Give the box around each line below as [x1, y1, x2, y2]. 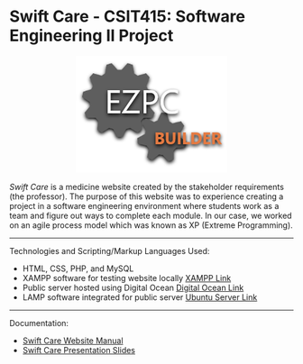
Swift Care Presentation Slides [22, 344, 136, 355]
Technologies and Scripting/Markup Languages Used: [9, 245, 210, 256]
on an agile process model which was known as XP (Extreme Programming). [9, 219, 293, 231]
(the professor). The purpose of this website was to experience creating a [9, 191, 284, 202]
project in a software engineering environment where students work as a [9, 200, 280, 211]
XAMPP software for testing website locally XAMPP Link [22, 272, 232, 283]
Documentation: [9, 317, 69, 328]
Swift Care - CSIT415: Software [9, 6, 246, 27]
